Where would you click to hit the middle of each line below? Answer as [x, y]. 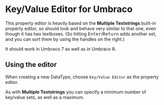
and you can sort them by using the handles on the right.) [65, 39]
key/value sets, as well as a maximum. [45, 97]
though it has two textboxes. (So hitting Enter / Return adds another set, [81, 34]
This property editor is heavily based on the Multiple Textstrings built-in [81, 23]
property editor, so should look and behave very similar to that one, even [81, 28]
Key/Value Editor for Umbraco [69, 9]
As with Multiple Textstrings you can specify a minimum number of [76, 92]
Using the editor [31, 65]
